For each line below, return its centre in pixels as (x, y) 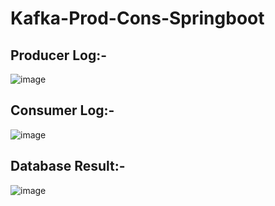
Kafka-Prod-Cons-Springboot (137, 18)
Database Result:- (68, 166)
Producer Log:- (59, 55)
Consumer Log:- (62, 110)
